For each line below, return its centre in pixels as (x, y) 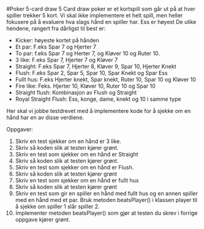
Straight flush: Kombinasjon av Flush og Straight (76, 92)
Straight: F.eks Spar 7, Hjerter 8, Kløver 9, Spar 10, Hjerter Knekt (96, 66)
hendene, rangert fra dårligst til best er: (56, 28)
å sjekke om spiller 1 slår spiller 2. (57, 206)
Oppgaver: (20, 129)
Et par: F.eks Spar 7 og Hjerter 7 (56, 47)
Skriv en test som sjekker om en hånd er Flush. (74, 167)
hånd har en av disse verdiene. (45, 117)
